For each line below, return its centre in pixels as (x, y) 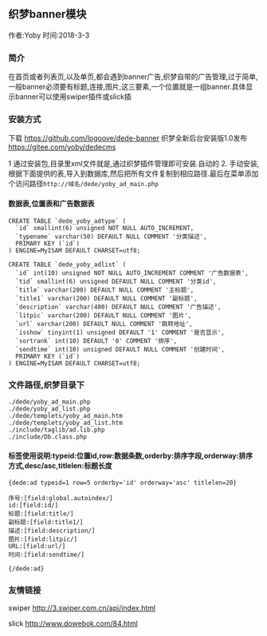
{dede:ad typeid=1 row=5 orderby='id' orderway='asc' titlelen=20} (123, 483)
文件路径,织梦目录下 (47, 384)
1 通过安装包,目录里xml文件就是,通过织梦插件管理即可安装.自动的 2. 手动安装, (134, 164)
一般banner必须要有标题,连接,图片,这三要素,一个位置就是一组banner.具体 (127, 87)
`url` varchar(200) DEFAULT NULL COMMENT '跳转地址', (104, 324)
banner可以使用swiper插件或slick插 (73, 97)
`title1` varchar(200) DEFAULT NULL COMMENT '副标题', (106, 298)
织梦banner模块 (47, 14)
